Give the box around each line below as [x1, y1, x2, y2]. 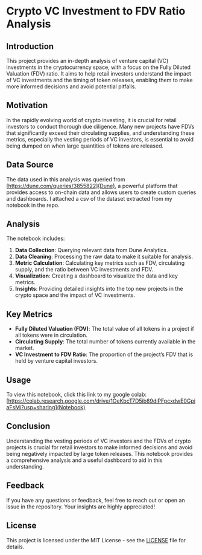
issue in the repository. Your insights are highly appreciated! [6, 503, 156, 510]
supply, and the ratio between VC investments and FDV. [14, 266, 154, 273]
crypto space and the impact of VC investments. [14, 291, 136, 299]
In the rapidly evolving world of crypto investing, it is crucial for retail [6, 116, 177, 123]
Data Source [6, 160, 54, 170]
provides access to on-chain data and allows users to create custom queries [6, 189, 197, 196]
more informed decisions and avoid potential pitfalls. [6, 83, 137, 90]
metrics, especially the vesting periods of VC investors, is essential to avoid [6, 135, 194, 143]
